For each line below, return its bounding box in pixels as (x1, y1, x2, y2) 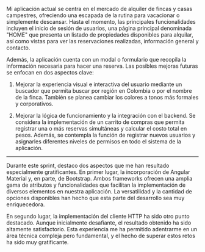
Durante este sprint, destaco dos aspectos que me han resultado (6, 162, 170, 169)
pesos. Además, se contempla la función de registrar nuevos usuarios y (15, 131, 196, 139)
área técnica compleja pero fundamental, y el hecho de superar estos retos (6, 232, 195, 239)
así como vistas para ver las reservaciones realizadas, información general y (6, 38, 199, 45)
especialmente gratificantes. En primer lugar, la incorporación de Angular (6, 168, 190, 176)
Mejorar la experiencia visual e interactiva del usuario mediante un (15, 81, 182, 88)
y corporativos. (15, 100, 54, 107)
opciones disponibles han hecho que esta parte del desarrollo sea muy (6, 195, 185, 201)
